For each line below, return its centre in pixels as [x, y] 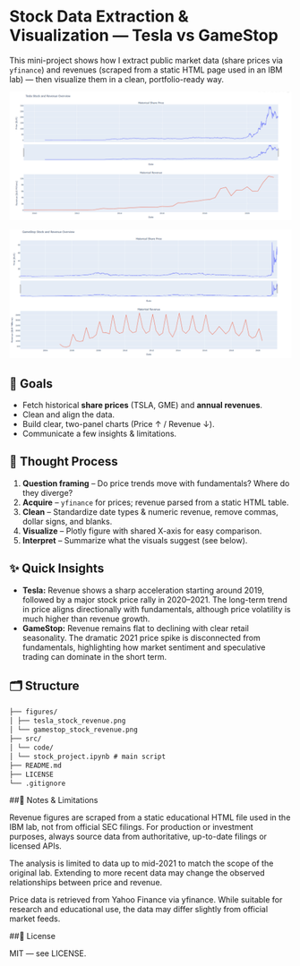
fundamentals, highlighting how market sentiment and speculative [144, 647]
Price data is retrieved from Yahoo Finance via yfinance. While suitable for [146, 900]
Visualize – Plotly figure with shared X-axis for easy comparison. [142, 531]
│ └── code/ [31, 748]
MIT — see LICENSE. [48, 953]
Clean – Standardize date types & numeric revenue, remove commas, [150, 511]
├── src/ [26, 739]
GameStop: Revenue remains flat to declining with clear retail [135, 628]
